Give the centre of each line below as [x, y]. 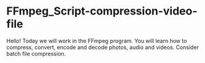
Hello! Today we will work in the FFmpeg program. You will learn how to [97, 41]
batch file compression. [36, 53]
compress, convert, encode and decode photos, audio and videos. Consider [103, 47]
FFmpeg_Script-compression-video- [102, 11]
